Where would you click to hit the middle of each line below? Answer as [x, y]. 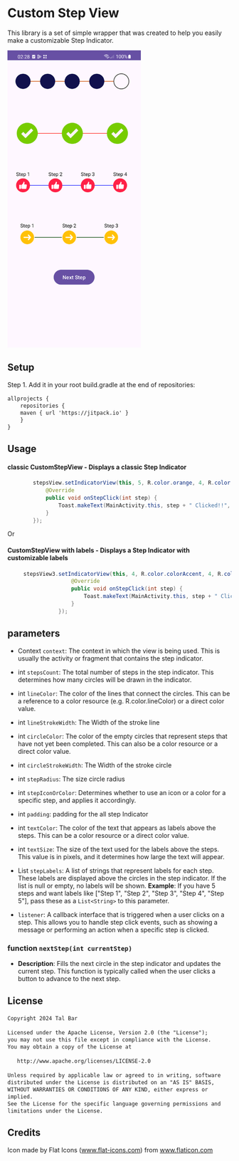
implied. [20, 1097]
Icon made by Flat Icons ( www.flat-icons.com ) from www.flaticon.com [110, 1150]
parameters [34, 634]
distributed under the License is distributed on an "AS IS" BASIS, [111, 1082]
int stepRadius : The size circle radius [71, 779]
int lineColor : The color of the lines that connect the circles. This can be [124, 693]
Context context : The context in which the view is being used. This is [119, 651]
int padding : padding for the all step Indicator [83, 814]
